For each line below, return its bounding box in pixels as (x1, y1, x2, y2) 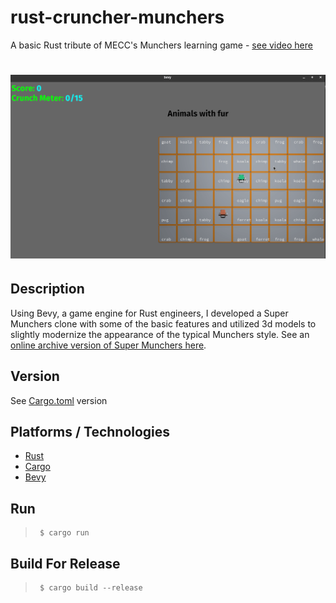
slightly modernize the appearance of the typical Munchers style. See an (10, 328, 310, 340)
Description (10, 281, 85, 298)
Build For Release (10, 555, 121, 572)
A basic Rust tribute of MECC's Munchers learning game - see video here (10, 39, 313, 51)
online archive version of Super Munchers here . (10, 339, 207, 351)
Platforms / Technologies (10, 423, 171, 440)
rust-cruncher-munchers (10, 6, 225, 29)
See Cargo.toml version (10, 394, 108, 406)
